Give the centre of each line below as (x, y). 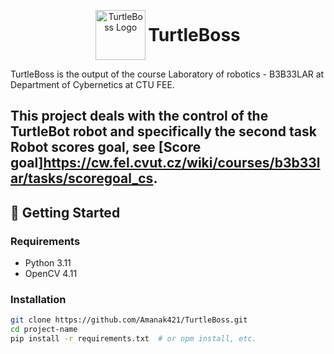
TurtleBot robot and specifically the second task (163, 131)
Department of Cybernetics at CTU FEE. (92, 84)
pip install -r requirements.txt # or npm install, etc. (133, 339)
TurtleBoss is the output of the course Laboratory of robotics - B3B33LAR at (167, 74)
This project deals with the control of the (139, 116)
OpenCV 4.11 (51, 274)
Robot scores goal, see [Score (106, 147)
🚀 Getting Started (65, 212)
